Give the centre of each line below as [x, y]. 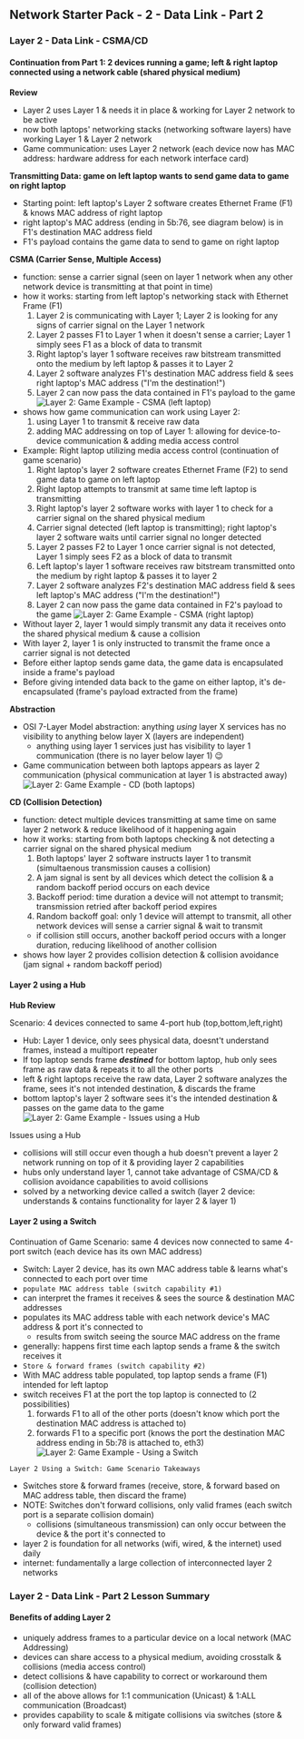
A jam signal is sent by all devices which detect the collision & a [155, 877]
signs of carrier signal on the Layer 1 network [121, 325]
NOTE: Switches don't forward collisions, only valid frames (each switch [157, 1505]
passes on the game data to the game [93, 1107]
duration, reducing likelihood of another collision [127, 945]
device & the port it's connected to [101, 1534]
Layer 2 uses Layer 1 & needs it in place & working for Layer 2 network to [159, 110]
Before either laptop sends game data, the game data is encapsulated [153, 663]
